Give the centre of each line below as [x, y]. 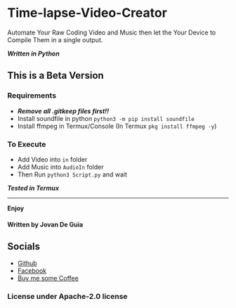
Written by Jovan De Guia [45, 224]
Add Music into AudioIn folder [60, 167]
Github [27, 263]
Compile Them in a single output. [55, 39]
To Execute [27, 144]
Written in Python [33, 53]
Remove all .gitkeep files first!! [63, 111]
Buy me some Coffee [48, 278]
